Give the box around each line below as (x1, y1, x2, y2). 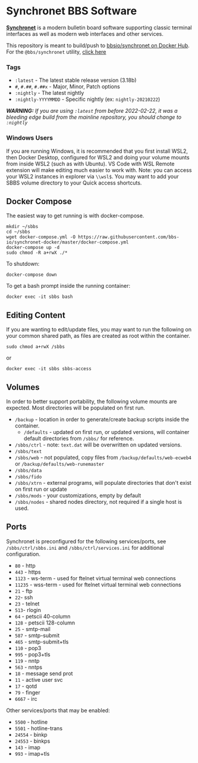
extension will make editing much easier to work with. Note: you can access (6, 166, 192, 174)
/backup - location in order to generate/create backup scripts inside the (14, 416, 189, 423)
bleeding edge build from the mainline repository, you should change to (6, 113, 182, 121)
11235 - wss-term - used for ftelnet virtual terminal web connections (14, 581, 181, 588)
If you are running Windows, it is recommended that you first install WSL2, (6, 147, 188, 155)
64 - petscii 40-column (14, 613, 71, 620)
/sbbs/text (14, 448, 42, 454)
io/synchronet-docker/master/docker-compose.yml (6, 239, 129, 245)
